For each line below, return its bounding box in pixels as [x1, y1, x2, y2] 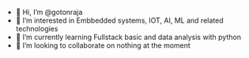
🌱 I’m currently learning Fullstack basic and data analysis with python [15, 32, 241, 42]
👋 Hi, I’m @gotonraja [15, 8, 83, 16]
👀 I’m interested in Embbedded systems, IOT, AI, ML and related [15, 16, 224, 25]
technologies [15, 24, 58, 33]
